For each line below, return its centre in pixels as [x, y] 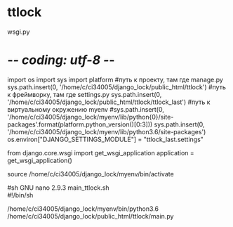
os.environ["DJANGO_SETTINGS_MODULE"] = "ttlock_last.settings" [105, 139]
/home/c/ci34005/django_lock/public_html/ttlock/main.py [91, 216]
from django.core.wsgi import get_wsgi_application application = [101, 153]
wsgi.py [19, 32]
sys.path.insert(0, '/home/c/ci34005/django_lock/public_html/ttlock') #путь [116, 87]
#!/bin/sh [20, 195]
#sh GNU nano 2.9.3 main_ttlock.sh [59, 188]
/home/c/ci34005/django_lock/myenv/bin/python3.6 [83, 209]
